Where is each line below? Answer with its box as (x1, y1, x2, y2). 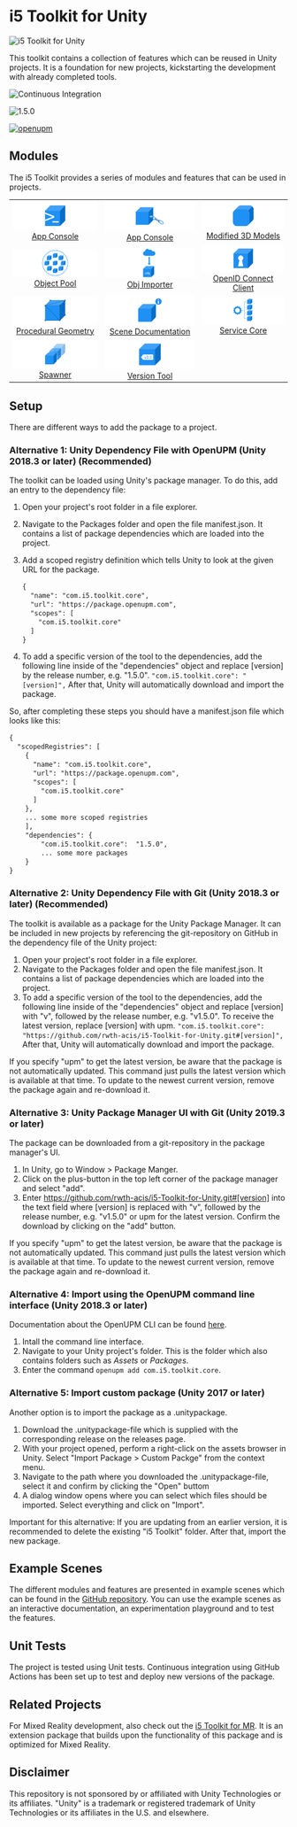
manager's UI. (9, 1147, 61, 1157)
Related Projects (9, 1697, 102, 1712)
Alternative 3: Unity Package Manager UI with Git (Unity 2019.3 (9, 1106, 286, 1119)
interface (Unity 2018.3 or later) (9, 1299, 148, 1312)
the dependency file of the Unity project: (9, 937, 157, 948)
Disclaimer (9, 1765, 70, 1780)
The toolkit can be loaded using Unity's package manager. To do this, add (9, 476, 278, 486)
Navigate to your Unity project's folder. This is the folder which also (21, 1346, 268, 1357)
